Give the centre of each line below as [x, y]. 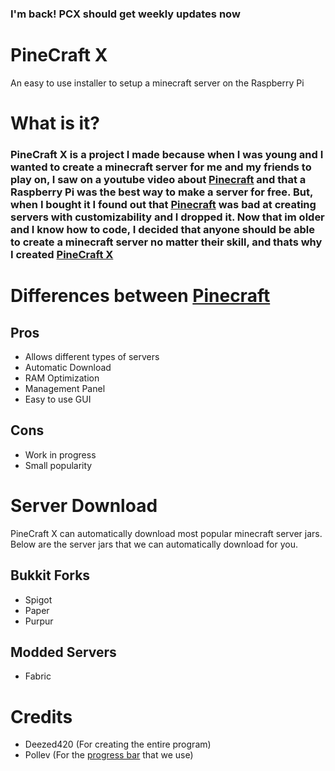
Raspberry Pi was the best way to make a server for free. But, [161, 192]
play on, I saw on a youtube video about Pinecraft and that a [158, 179]
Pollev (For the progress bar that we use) [109, 755]
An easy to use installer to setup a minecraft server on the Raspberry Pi [157, 83]
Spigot [38, 599]
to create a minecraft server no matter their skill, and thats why [166, 242]
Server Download [84, 505]
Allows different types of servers [92, 356]
